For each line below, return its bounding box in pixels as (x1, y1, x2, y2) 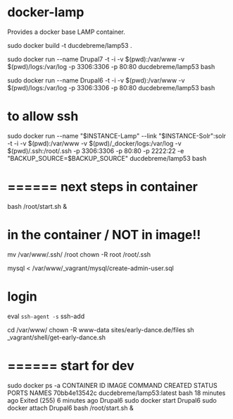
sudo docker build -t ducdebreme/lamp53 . (7, 41, 132, 49)
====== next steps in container (7, 179, 199, 195)
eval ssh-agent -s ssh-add (7, 312, 85, 320)
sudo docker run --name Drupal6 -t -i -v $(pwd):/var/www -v (7, 75, 185, 85)
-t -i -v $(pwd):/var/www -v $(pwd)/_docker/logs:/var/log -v (7, 139, 182, 147)
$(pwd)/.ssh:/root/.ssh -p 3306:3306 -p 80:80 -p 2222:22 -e (7, 146, 184, 155)
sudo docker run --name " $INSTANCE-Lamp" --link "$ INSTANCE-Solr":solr (7, 131, 227, 140)
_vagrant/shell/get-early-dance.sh (7, 333, 106, 341)
